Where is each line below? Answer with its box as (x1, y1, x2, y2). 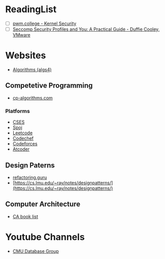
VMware (12, 32, 30, 38)
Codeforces (12, 141, 38, 147)
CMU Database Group (12, 248, 59, 254)
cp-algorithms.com (12, 95, 53, 101)
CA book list (12, 213, 39, 219)
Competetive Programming (5, 81, 93, 90)
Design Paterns (5, 161, 55, 169)
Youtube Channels (5, 231, 85, 243)
